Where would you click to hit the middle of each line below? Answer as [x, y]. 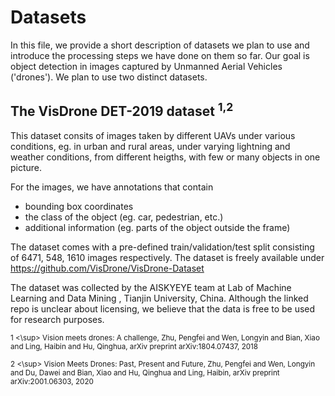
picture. [26, 167]
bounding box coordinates [79, 206]
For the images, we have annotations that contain [112, 187]
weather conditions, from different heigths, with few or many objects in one [165, 157]
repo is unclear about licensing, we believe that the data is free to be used [163, 308]
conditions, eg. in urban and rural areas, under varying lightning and [150, 146]
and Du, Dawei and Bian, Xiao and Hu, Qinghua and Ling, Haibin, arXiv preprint [145, 372]
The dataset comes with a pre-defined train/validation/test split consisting [162, 247]
